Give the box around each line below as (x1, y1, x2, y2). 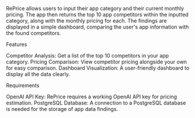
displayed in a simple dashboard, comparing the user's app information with (6, 23, 189, 30)
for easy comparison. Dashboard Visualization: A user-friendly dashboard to (6, 65, 190, 71)
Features (6, 41, 27, 48)
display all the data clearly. (6, 71, 70, 77)
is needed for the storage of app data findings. (6, 106, 119, 112)
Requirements (6, 82, 40, 89)
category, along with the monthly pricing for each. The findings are (6, 17, 168, 24)
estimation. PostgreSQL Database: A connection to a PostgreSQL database (6, 99, 186, 106)
